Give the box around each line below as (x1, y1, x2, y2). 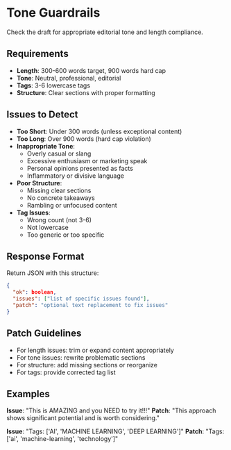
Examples (6, 387, 50, 400)
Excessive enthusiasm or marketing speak (26, 156, 148, 165)
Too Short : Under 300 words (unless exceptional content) (16, 127, 182, 135)
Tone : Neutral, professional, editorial (16, 74, 121, 82)
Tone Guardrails (6, 5, 101, 21)
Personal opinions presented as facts (26, 164, 133, 172)
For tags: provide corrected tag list (16, 368, 116, 376)
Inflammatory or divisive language (26, 172, 124, 180)
